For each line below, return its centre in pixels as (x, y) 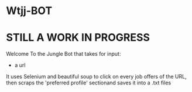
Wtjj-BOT (29, 11)
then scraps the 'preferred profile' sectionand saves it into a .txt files (89, 83)
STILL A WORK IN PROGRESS (78, 38)
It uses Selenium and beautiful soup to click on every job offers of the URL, (96, 77)
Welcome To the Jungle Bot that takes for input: (64, 54)
